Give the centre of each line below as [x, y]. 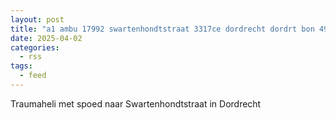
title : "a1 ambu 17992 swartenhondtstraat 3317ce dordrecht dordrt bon [162, 29]
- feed [33, 76]
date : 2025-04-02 [46, 38]
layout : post [37, 19]
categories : [35, 47]
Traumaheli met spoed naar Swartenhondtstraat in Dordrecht [136, 103]
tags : [21, 66]
